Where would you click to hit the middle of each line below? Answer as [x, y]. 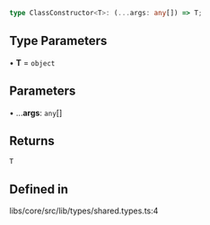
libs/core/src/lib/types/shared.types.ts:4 [84, 211]
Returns [32, 141]
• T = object [32, 62]
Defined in [39, 189]
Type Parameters [58, 41]
